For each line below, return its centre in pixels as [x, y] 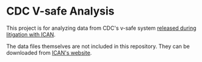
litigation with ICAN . [31, 34]
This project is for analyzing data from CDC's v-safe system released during [101, 28]
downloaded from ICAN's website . [49, 52]
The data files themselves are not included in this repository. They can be [98, 46]
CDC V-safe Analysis [60, 11]
